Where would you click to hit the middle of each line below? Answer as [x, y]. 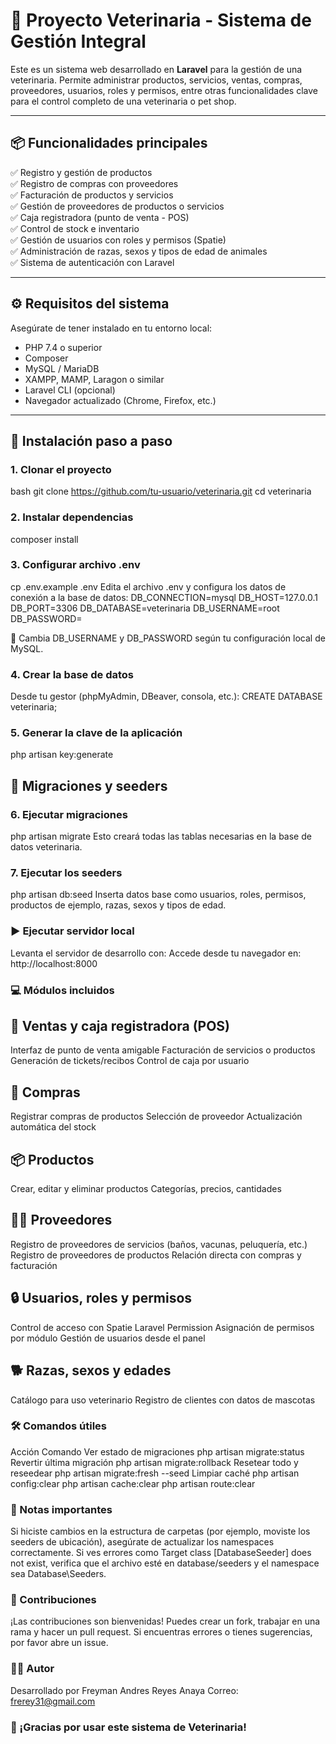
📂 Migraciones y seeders [89, 785]
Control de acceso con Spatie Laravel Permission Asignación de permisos [162, 1327]
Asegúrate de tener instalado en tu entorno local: [111, 328]
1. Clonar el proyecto [61, 469]
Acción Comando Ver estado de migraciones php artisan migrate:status [157, 1451]
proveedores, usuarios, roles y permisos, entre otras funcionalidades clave [164, 90]
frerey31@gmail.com [53, 1701]
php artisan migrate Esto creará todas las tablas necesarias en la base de [161, 836]
